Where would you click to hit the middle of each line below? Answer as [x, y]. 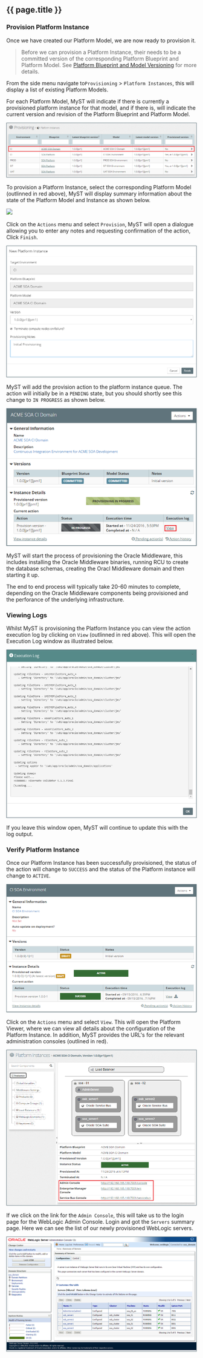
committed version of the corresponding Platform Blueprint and [100, 58]
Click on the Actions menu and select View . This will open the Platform [94, 1022]
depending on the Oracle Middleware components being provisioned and [97, 593]
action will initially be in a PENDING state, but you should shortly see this [94, 393]
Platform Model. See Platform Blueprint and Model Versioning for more [109, 65]
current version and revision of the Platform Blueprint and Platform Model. [98, 114]
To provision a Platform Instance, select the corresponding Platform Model [99, 187]
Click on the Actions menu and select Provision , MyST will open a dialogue [100, 224]
